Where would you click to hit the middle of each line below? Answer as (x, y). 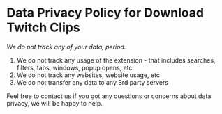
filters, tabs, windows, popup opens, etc (74, 67)
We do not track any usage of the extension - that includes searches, (116, 60)
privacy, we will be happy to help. (54, 103)
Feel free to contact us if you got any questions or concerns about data (109, 96)
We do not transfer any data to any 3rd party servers (92, 82)
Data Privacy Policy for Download (105, 13)
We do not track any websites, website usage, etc (88, 75)
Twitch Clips (44, 27)
